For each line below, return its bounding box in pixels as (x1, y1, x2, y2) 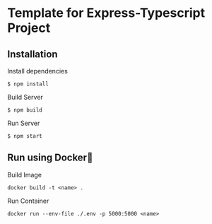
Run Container (7, 196, 49, 205)
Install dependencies (7, 67, 69, 75)
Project (7, 20, 51, 36)
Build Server (7, 93, 44, 101)
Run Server (7, 119, 40, 127)
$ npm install (7, 81, 49, 88)
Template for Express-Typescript (7, 5, 206, 21)
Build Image (7, 170, 42, 179)
